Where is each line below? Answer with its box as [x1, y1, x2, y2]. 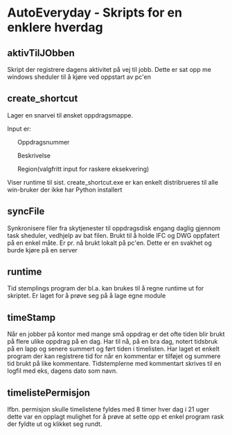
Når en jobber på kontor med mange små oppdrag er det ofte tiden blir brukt [7, 330, 225, 338]
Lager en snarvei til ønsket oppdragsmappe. [7, 111, 134, 119]
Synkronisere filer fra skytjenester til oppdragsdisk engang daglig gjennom [7, 223, 221, 232]
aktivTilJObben [7, 47, 75, 59]
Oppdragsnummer [17, 138, 70, 146]
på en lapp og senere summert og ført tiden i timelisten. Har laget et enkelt [7, 344, 220, 353]
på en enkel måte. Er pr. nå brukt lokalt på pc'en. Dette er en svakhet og [7, 239, 213, 247]
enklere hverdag [7, 19, 103, 35]
